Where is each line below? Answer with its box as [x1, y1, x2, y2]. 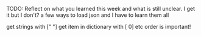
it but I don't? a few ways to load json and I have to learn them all [6, 11, 169, 19]
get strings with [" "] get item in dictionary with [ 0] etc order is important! [6, 23, 191, 30]
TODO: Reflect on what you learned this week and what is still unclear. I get [6, 5, 195, 12]
